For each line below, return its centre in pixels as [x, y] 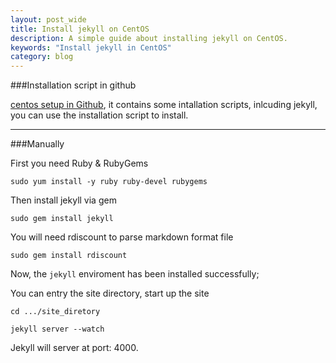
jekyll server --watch [57, 329]
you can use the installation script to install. [99, 115]
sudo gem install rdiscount [69, 256]
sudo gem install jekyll [62, 219]
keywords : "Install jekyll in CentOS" [91, 47]
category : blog [42, 57]
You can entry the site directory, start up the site [110, 293]
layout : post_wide [48, 19]
